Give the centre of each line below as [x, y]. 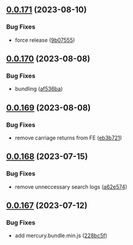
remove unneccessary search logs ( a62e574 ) [71, 187]
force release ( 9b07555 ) [45, 40]
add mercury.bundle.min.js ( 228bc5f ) [61, 235]
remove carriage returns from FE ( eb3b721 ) [68, 138]
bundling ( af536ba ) [39, 89]
